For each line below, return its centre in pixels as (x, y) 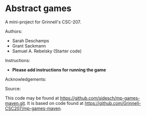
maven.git (15, 103)
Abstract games (38, 8)
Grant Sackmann (29, 46)
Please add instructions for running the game (59, 70)
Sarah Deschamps (31, 41)
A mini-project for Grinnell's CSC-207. (43, 22)
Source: (13, 88)
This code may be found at (32, 98)
